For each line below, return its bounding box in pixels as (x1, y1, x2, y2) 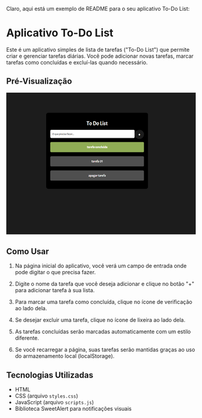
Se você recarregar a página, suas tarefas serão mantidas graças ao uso (14, 346, 195, 354)
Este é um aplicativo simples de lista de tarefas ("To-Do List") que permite (6, 46, 190, 53)
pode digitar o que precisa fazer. (14, 269, 96, 276)
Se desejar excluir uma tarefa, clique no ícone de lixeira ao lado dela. (14, 316, 186, 324)
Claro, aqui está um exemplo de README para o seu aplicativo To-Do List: (6, 5, 190, 12)
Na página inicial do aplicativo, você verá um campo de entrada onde (14, 262, 187, 269)
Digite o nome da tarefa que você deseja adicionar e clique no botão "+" (14, 280, 195, 287)
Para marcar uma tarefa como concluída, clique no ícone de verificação (14, 298, 192, 306)
